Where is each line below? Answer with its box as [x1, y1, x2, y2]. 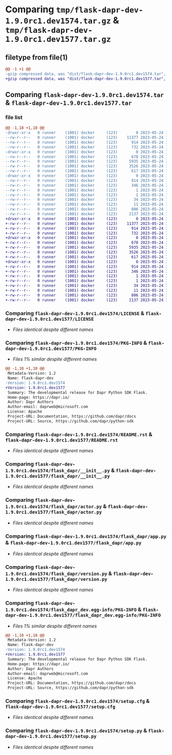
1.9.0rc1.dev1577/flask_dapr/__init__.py [5, 473, 110, 479]
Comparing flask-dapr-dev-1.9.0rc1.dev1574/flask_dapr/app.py [5, 532, 166, 540]
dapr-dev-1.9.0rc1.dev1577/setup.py [5, 733, 97, 740]
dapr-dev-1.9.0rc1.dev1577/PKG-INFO [5, 345, 97, 352]
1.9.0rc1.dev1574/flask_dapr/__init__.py [5, 468, 110, 473]
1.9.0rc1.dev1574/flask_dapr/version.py [5, 570, 107, 577]
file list [5, 114, 23, 121]
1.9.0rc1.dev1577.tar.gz [5, 34, 111, 44]
